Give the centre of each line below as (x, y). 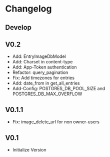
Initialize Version (29, 150)
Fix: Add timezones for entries (43, 78)
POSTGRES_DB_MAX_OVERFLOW (47, 94)
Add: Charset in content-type (42, 62)
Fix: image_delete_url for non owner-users (56, 122)
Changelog (28, 9)
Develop (18, 27)
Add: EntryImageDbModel (39, 56)
